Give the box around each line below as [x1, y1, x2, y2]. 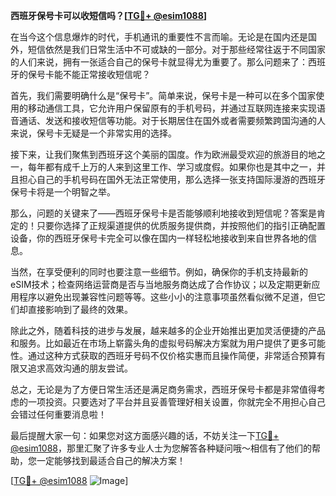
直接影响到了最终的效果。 [27, 304, 133, 315]
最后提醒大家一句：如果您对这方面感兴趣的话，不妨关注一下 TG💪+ [10, 430, 280, 441]
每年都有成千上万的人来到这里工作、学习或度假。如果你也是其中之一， [27, 161, 317, 173]
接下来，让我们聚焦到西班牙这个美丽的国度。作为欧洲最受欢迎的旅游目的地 [10, 149, 317, 160]
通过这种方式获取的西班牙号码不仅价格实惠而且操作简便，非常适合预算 [27, 350, 317, 361]
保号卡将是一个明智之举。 [10, 186, 116, 198]
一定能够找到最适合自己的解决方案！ [36, 455, 186, 466]
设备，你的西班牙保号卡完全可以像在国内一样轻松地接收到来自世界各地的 [10, 232, 308, 244]
